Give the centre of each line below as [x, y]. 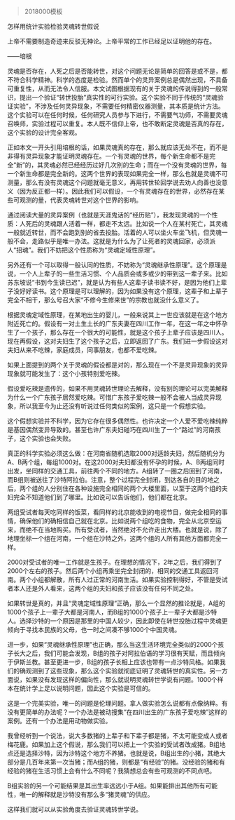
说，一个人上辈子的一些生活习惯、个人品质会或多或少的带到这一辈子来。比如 [117, 274]
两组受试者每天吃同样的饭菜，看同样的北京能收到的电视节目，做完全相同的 [114, 512]
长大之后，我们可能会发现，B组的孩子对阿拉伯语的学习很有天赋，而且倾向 [119, 653]
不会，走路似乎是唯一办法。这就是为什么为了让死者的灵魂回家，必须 [111, 241]
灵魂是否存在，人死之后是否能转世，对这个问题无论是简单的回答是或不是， [114, 71]
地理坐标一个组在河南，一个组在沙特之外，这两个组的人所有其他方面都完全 [114, 539]
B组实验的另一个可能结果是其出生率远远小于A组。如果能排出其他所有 [106, 786]
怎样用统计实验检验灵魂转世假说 [53, 27]
